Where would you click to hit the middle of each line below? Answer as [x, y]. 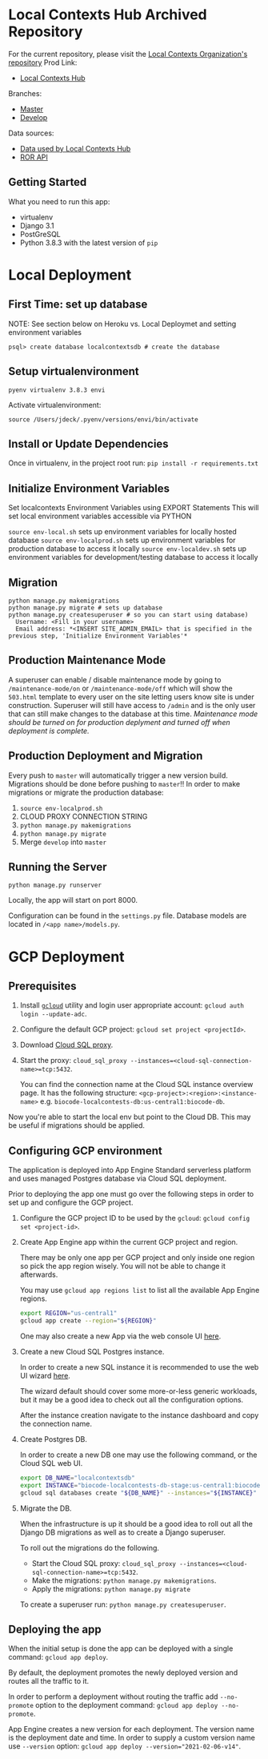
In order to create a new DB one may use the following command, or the [138, 1455]
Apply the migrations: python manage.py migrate [111, 1588]
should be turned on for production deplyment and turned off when [119, 722]
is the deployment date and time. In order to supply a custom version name [132, 1738]
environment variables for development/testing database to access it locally [133, 557]
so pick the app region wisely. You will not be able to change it [123, 1266]
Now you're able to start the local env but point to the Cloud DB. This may [130, 1117]
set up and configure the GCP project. [71, 1202]
